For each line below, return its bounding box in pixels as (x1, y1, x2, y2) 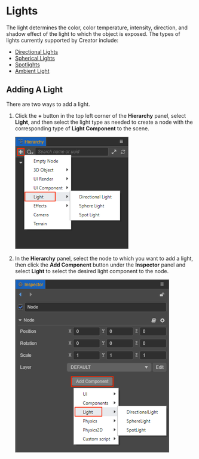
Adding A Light (6, 85, 63, 95)
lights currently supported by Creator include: (6, 36, 118, 44)
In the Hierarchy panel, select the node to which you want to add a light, (14, 255, 193, 262)
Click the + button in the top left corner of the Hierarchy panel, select (14, 112, 186, 119)
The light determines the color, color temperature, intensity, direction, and (6, 24, 188, 31)
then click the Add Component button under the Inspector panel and (14, 261, 186, 268)
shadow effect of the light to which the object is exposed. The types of (6, 30, 180, 37)
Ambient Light (14, 67, 50, 74)
